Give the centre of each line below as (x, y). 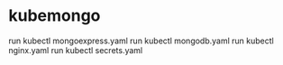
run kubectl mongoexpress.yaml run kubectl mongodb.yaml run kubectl (141, 41)
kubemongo (55, 16)
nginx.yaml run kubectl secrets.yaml (76, 50)
